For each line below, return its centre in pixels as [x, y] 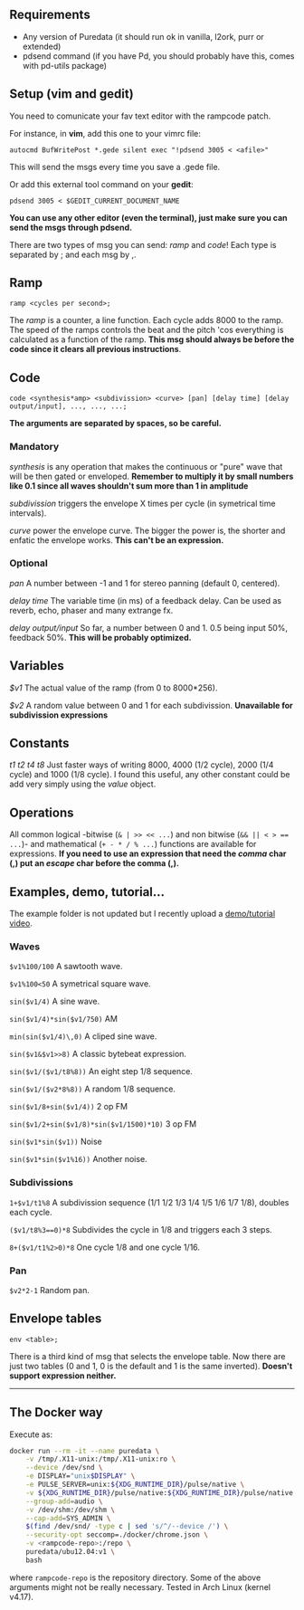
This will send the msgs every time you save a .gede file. [115, 167]
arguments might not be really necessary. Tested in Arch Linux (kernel [140, 1586]
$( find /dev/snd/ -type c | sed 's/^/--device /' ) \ [127, 1527]
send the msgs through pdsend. [71, 227]
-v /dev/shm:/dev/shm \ [71, 1510]
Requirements [50, 15]
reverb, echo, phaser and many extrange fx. [91, 610]
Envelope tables [56, 1319]
